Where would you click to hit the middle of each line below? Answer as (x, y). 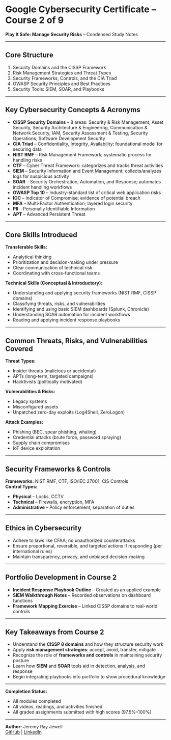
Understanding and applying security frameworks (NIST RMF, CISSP (84, 293)
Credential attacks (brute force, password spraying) (67, 437)
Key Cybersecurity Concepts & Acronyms (73, 110)
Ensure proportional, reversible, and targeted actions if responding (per (87, 545)
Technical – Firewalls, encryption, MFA (53, 502)
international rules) (32, 551)
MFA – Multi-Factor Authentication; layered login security (73, 203)
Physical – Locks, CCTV (38, 497)
